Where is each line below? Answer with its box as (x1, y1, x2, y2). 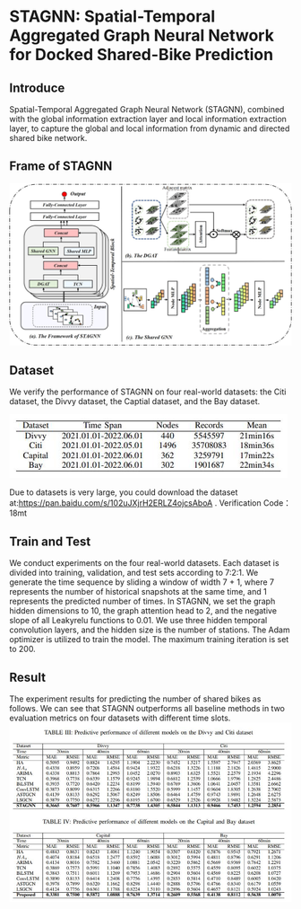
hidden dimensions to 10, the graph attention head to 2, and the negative (9, 605, 278, 616)
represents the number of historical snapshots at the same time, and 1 (9, 587, 267, 597)
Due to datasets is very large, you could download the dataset (9, 487, 238, 498)
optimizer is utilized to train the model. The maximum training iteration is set (9, 634, 289, 645)
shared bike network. (9, 133, 88, 143)
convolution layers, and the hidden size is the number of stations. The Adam (9, 624, 290, 635)
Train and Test (9, 534, 91, 549)
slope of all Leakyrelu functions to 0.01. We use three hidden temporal (9, 615, 268, 626)
